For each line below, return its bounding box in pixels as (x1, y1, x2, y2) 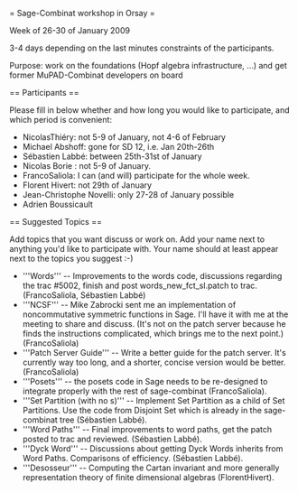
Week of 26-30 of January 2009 (9, 25, 131, 35)
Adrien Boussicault (22, 199, 93, 209)
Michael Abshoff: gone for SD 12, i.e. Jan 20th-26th (22, 142, 215, 152)
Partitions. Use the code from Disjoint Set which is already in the (22, 405, 262, 415)
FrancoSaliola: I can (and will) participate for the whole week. (22, 171, 250, 181)
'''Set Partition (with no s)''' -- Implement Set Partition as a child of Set (22, 395, 285, 405)
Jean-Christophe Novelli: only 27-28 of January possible (22, 190, 235, 200)
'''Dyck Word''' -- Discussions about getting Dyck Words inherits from (22, 443, 284, 454)
